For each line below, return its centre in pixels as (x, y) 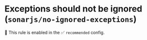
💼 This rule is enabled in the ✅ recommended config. (55, 32)
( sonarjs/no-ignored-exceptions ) (71, 19)
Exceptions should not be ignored (73, 9)
